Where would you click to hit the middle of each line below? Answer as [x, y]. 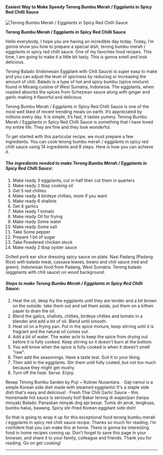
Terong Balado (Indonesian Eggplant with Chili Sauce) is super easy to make [81, 71]
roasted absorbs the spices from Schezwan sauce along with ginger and [78, 92]
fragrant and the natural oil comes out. [51, 331]
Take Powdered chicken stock [43, 242]
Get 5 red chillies [29, 191]
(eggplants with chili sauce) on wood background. [55, 272]
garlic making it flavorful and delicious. [44, 97]
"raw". [19, 352]
